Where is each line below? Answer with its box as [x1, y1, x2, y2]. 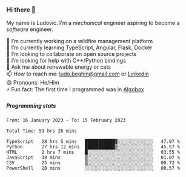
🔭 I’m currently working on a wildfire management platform [6, 38, 153, 45]
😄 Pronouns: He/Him [6, 79, 59, 86]
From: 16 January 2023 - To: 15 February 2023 [6, 117, 126, 123]
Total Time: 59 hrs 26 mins [6, 128, 78, 134]
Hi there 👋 [6, 5, 36, 14]
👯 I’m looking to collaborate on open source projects [6, 50, 137, 58]
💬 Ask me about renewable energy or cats [6, 63, 111, 71]
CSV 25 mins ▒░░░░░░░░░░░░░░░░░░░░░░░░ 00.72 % [6, 160, 181, 166]
